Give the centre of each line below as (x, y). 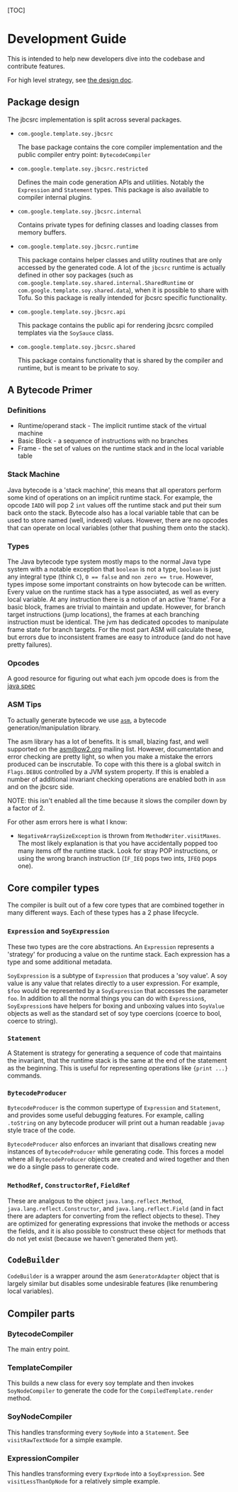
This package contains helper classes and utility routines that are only (120, 259)
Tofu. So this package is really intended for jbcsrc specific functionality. (122, 297)
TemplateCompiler (40, 1368)
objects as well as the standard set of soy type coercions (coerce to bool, (114, 1013)
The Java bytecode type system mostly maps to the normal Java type (109, 562)
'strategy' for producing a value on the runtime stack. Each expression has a (119, 954)
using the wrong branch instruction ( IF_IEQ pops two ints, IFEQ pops (117, 858)
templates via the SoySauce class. (66, 333)
